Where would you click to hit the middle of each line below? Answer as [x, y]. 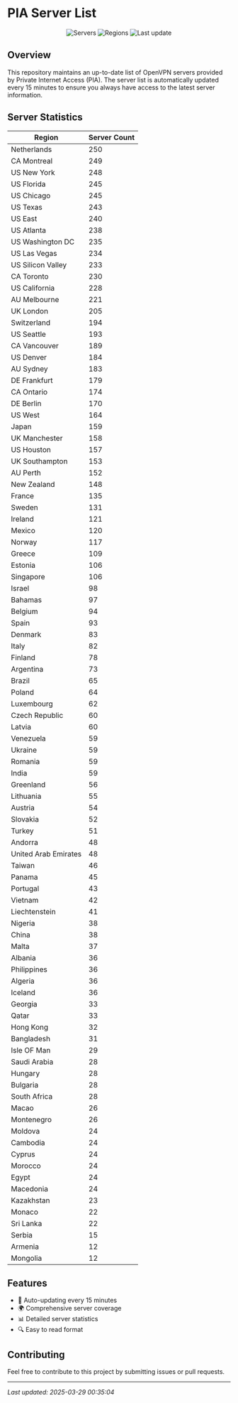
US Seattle [28, 334]
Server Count [112, 137]
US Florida [28, 184]
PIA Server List [52, 13]
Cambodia [28, 1142]
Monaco [25, 1212]
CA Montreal [32, 161]
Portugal [25, 888]
